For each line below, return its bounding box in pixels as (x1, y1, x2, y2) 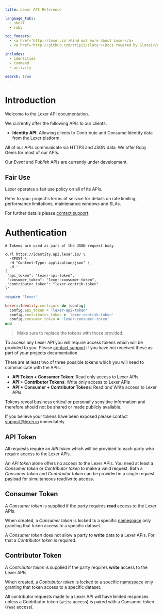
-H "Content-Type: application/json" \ (9, 260, 90, 265)
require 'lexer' (5, 294, 38, 299)
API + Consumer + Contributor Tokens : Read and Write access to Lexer (12, 384, 157, 390)
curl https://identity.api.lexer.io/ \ (5, 252, 86, 257)
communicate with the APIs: (5, 365, 61, 371)
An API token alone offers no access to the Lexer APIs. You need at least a (5, 461, 154, 466)
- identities (9, 56, 36, 61)
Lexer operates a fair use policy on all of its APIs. (5, 186, 103, 192)
